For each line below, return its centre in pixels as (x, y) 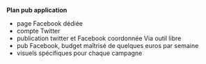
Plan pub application (37, 10)
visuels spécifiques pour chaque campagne (79, 53)
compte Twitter (38, 31)
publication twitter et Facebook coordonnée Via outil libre (99, 38)
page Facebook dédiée (50, 23)
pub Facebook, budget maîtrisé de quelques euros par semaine (108, 46)
